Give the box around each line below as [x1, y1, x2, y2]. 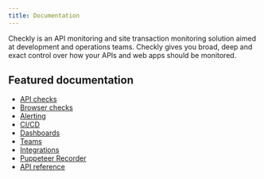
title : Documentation [8, 11, 80, 20]
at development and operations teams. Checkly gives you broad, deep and [8, 41, 253, 52]
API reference [19, 162, 65, 172]
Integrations [19, 145, 60, 155]
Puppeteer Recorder [19, 154, 87, 163]
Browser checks [19, 103, 73, 112]
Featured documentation [8, 73, 134, 88]
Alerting [19, 111, 46, 121]
